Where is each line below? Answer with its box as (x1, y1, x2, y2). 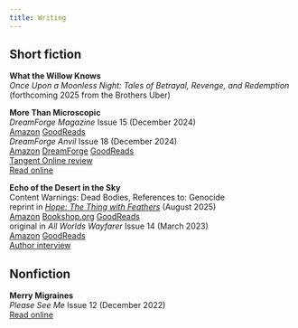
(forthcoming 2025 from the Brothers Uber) (9, 89, 172, 100)
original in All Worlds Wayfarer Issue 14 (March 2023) (9, 220, 210, 231)
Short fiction (9, 47, 82, 62)
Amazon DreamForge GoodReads (9, 145, 135, 156)
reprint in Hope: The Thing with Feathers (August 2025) (9, 201, 217, 212)
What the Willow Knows (9, 70, 101, 81)
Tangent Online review (9, 155, 93, 166)
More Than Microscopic (9, 108, 101, 118)
